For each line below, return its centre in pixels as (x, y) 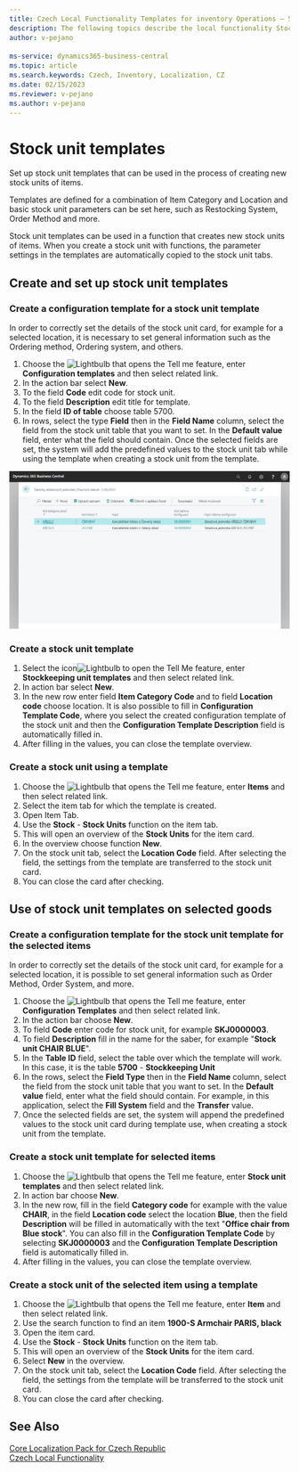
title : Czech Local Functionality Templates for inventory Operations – (147, 19)
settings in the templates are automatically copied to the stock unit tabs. (141, 255)
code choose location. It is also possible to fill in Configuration (137, 706)
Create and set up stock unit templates (119, 283)
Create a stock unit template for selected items (113, 1157)
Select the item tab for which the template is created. (119, 806)
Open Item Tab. (50, 814)
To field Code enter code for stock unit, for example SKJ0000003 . (145, 1030)
